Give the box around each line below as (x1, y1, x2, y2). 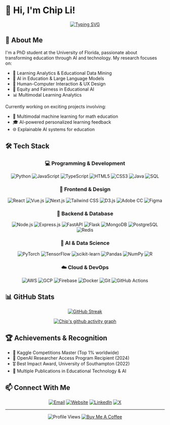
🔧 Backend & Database (56, 210, 114, 217)
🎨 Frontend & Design (59, 186, 111, 193)
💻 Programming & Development (45, 160, 125, 167)
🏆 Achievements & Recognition (5, 333, 108, 342)
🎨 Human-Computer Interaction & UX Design (12, 80, 106, 87)
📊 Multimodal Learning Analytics (12, 92, 82, 98)
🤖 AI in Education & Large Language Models (12, 75, 105, 81)
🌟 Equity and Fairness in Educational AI (12, 86, 95, 92)
